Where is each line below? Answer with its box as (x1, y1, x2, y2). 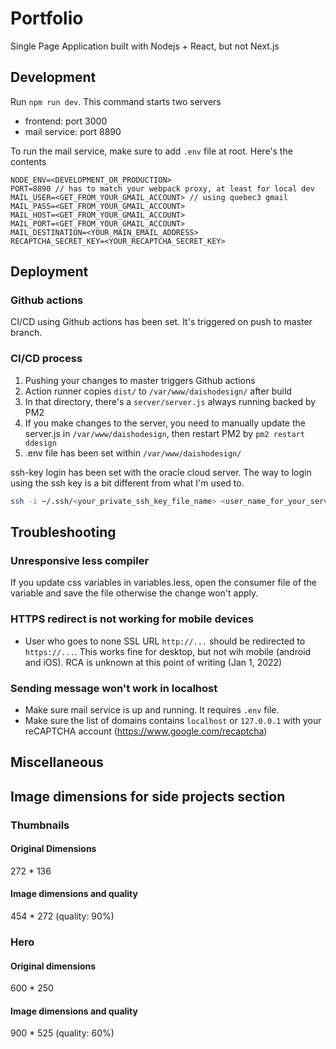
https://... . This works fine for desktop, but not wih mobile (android (24, 645, 312, 657)
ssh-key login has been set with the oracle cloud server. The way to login (10, 466, 312, 478)
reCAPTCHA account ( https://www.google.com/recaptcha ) (24, 725, 268, 737)
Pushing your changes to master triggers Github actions (24, 374, 256, 386)
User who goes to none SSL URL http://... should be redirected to (24, 635, 306, 647)
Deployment (10, 263, 89, 281)
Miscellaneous (10, 754, 104, 771)
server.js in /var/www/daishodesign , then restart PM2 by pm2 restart (24, 427, 305, 439)
